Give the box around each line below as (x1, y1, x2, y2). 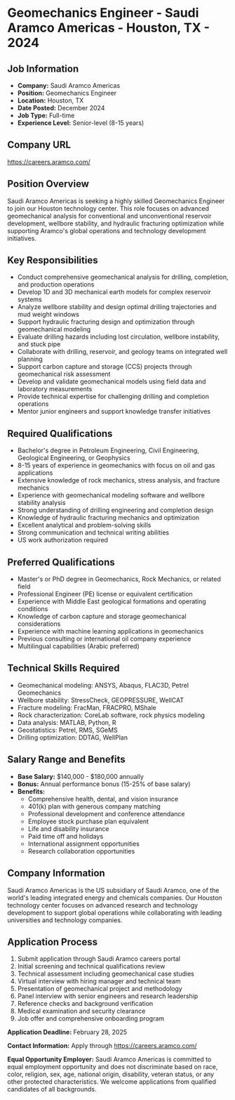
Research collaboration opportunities (27, 846, 135, 855)
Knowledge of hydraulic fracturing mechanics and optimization (17, 513, 200, 522)
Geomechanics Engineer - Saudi (7, 5, 199, 21)
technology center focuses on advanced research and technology (7, 901, 199, 909)
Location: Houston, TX (17, 96, 84, 105)
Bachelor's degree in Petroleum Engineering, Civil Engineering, (17, 446, 200, 454)
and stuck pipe (17, 340, 61, 348)
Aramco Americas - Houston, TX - (7, 20, 210, 36)
